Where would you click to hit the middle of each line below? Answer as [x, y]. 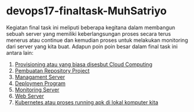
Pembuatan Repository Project [52, 70]
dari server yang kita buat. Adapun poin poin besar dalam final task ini [92, 46]
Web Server [29, 96]
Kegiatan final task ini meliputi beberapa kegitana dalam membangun [91, 27]
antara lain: [20, 52]
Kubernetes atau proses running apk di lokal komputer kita [87, 102]
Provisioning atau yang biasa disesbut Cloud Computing [84, 64]
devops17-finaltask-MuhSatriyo [87, 11]
